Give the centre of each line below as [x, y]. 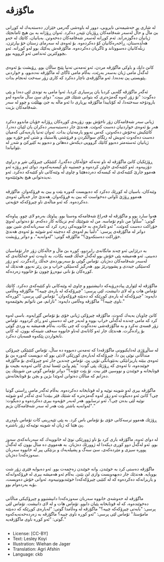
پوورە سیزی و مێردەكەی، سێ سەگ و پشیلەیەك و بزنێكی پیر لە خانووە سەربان [76, 449]
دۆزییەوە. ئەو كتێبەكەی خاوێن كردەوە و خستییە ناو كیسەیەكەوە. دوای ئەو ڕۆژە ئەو [79, 167]
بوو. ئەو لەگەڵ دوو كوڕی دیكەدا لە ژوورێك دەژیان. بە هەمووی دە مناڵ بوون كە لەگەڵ [82, 444]
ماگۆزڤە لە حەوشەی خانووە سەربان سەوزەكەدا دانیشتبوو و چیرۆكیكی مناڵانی [74, 499]
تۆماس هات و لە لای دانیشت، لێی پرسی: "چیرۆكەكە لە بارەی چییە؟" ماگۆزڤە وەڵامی [81, 291]
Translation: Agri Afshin [36, 549]
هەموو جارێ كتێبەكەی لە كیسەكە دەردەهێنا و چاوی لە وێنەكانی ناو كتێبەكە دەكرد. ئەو [81, 172]
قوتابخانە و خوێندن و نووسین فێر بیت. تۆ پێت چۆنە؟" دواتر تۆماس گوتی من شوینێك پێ [82, 371]
